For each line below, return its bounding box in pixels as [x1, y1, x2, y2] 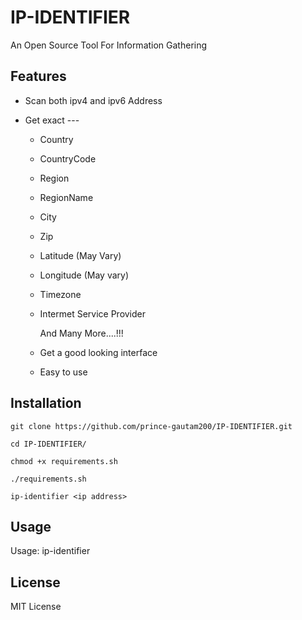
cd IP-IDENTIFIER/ [10, 439, 87, 449]
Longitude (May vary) [39, 269, 130, 281]
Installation [10, 395, 82, 412]
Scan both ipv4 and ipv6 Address [24, 94, 163, 106]
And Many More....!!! [39, 327, 124, 339]
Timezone [39, 288, 82, 300]
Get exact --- [24, 114, 80, 126]
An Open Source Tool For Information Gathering [10, 39, 208, 51]
